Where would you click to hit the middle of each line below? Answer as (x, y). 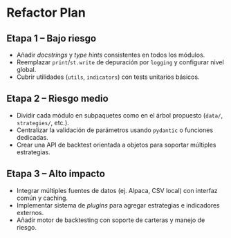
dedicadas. (33, 137)
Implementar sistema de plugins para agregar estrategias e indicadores (118, 205)
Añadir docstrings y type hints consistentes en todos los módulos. (111, 55)
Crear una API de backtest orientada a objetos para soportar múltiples (116, 145)
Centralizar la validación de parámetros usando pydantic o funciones (115, 130)
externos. (30, 212)
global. (26, 70)
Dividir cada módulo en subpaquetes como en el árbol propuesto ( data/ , (120, 115)
